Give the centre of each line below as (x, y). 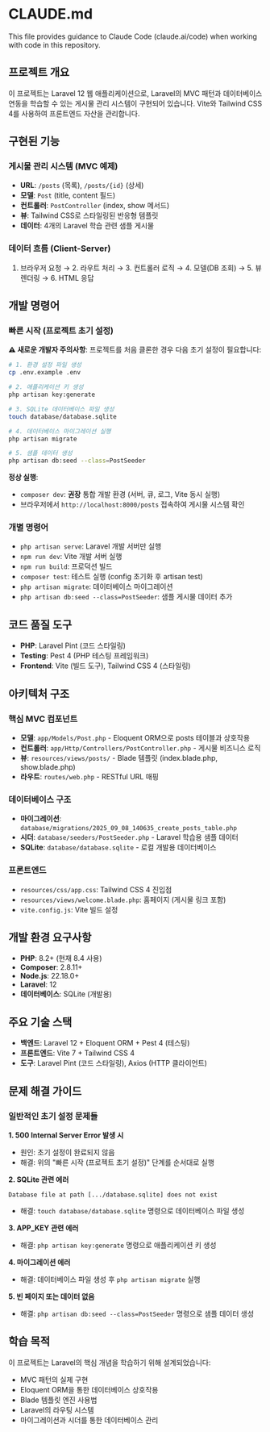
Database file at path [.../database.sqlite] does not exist (113, 1195)
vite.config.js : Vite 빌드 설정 (69, 909)
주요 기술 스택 (40, 1022)
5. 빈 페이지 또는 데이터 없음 (52, 1296)
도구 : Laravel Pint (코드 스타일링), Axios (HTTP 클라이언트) (114, 1063)
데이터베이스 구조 (40, 799)
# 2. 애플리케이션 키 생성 (46, 387)
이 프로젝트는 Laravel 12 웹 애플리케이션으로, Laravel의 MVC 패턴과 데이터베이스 (135, 93)
